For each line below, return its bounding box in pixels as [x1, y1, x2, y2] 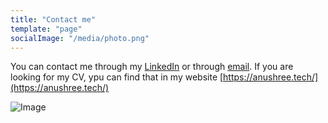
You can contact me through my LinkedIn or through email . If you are [10, 61, 294, 73]
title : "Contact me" [10, 14, 97, 25]
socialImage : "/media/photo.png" [10, 33, 150, 43]
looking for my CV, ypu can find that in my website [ [10, 71, 224, 83]
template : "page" [10, 24, 83, 34]
